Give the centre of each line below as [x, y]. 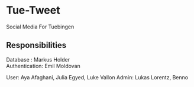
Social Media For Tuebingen [40, 27]
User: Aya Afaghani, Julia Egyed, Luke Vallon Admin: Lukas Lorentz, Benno [97, 77]
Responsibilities [36, 45]
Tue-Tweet [33, 10]
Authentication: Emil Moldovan [43, 66]
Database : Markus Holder [38, 59]
